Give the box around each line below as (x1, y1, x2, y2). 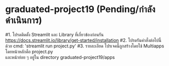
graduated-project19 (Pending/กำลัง (5, 4, 156, 15)
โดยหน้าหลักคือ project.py (5, 48, 53, 54)
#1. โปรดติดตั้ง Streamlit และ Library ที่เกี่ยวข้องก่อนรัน (5, 31, 104, 37)
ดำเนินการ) (5, 15, 42, 26)
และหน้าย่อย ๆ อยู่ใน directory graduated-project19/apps (5, 54, 115, 60)
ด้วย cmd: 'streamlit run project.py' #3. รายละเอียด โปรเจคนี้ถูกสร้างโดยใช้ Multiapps (5, 43, 164, 49)
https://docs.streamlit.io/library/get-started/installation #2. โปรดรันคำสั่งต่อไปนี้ (5, 37, 161, 43)
